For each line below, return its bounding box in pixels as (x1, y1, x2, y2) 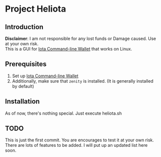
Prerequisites (5, 60, 47, 69)
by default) (12, 83, 35, 89)
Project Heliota (5, 3, 67, 15)
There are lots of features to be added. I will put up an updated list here (5, 142, 148, 148)
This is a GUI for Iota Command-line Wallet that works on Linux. (5, 46, 132, 52)
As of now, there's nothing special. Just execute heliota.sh (5, 110, 122, 116)
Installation (5, 97, 40, 105)
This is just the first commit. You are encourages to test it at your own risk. (5, 137, 154, 143)
